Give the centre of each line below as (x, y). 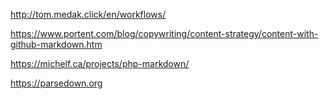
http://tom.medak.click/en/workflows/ (88, 14)
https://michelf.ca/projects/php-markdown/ (100, 63)
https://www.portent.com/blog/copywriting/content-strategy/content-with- (164, 33)
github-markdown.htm (56, 44)
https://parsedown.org (56, 83)
